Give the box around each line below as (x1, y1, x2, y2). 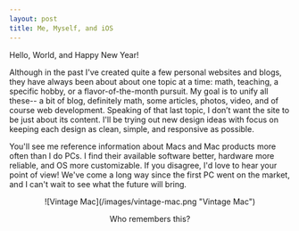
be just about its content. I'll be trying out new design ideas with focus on (9, 114, 279, 125)
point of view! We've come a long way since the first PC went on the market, (9, 169, 290, 180)
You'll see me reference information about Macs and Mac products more (9, 141, 277, 152)
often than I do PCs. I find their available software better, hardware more (9, 150, 275, 161)
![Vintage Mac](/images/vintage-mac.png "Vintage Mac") (44, 196, 256, 207)
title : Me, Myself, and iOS (9, 23, 114, 33)
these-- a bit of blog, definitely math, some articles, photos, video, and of (9, 95, 279, 106)
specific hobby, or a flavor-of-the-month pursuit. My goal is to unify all (9, 86, 269, 96)
